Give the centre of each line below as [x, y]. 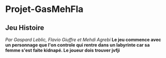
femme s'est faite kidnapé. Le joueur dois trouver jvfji [63, 50]
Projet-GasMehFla [44, 9]
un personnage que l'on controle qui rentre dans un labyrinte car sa [78, 45]
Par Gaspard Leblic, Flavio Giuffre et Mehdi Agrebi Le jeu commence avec [83, 39]
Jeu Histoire [25, 28]
